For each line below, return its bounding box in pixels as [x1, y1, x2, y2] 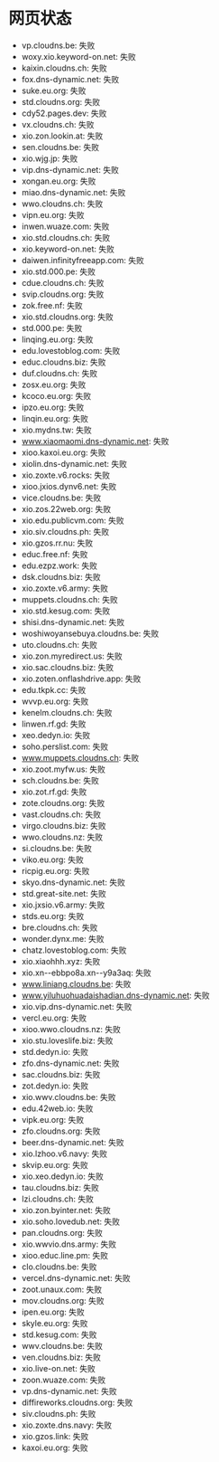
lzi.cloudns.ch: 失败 [21, 1193, 94, 1204]
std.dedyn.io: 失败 [21, 1046, 89, 1057]
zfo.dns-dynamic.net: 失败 [21, 1058, 120, 1068]
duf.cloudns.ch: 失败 [21, 367, 98, 378]
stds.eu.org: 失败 [21, 910, 85, 921]
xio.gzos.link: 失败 [21, 1430, 89, 1441]
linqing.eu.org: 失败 [21, 334, 94, 345]
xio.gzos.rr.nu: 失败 [21, 537, 94, 548]
